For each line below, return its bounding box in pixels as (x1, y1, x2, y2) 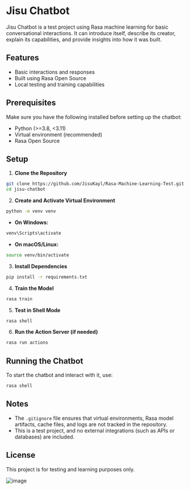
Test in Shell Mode (14, 306, 61, 314)
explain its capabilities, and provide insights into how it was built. (6, 36, 162, 43)
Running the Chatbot (6, 356, 84, 366)
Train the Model (14, 285, 54, 292)
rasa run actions (6, 340, 49, 346)
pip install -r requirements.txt (6, 274, 88, 280)
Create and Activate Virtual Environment (14, 197, 116, 204)
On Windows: (14, 219, 49, 226)
